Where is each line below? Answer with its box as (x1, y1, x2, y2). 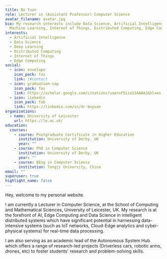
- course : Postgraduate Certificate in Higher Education (14, 132, 135, 137)
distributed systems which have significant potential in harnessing (5, 217, 141, 223)
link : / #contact (14, 77, 48, 82)
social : (5, 63, 21, 68)
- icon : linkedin (9, 95, 46, 100)
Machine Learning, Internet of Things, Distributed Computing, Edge (9, 26, 155, 31)
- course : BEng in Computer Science (14, 160, 90, 165)
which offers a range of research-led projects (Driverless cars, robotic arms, (5, 243, 162, 249)
